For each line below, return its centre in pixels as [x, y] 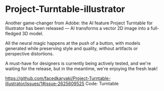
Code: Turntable [102, 84]
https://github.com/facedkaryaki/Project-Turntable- [58, 78]
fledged [13, 33]
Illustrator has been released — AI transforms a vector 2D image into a [77, 28]
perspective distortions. [29, 54]
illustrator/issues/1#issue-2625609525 [45, 84]
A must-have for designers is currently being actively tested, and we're [78, 63]
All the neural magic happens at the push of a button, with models [73, 43]
